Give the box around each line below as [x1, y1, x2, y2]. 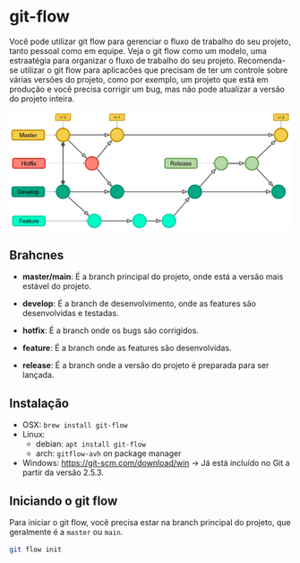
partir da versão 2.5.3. [21, 467, 105, 478]
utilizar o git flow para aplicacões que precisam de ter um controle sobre [20, 65, 288, 75]
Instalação [9, 395, 70, 410]
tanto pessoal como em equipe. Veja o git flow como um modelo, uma [9, 45, 267, 56]
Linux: [21, 429, 46, 440]
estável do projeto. [21, 281, 92, 292]
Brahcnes [9, 247, 64, 262]
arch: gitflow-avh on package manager [35, 448, 182, 459]
